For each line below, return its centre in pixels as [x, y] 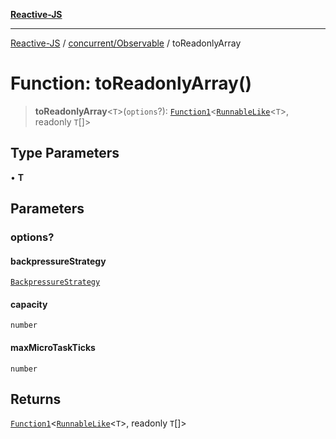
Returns [36, 399]
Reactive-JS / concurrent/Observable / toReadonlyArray [126, 43]
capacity [29, 304]
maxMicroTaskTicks [53, 348]
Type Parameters [65, 153]
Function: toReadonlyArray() [131, 83]
